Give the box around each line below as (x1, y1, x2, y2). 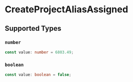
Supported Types (5, 24, 62, 33)
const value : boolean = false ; (5, 72, 72, 77)
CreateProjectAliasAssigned (5, 4, 128, 15)
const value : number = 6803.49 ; (5, 50, 74, 55)
